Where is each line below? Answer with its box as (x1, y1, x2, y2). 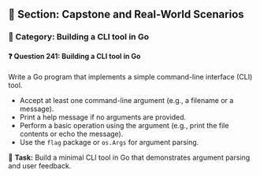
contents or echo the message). (19, 129, 124, 138)
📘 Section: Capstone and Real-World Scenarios (8, 8, 244, 21)
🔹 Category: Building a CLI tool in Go (8, 31, 150, 42)
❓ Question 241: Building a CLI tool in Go (8, 51, 141, 61)
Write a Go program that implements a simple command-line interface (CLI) (8, 72, 253, 81)
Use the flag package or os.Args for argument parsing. (19, 137, 199, 146)
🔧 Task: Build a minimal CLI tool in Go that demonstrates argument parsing (8, 153, 251, 162)
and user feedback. (8, 160, 72, 170)
